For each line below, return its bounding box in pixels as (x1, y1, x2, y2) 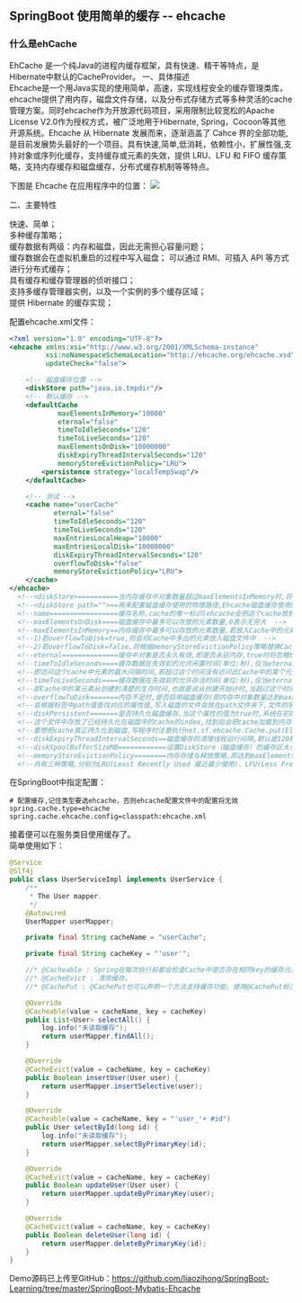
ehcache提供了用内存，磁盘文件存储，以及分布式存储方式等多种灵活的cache (9, 94, 293, 104)
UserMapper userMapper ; (25, 916, 115, 926)
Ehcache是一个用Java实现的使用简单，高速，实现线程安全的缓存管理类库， (9, 82, 288, 93)
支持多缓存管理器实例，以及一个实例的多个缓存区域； (9, 286, 207, 297)
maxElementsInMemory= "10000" (57, 408, 167, 418)
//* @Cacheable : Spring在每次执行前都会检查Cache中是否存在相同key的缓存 (25, 966, 285, 975)
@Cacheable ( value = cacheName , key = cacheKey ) (25, 1006, 207, 1016)
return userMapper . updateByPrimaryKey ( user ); (41, 1190, 216, 1199)
